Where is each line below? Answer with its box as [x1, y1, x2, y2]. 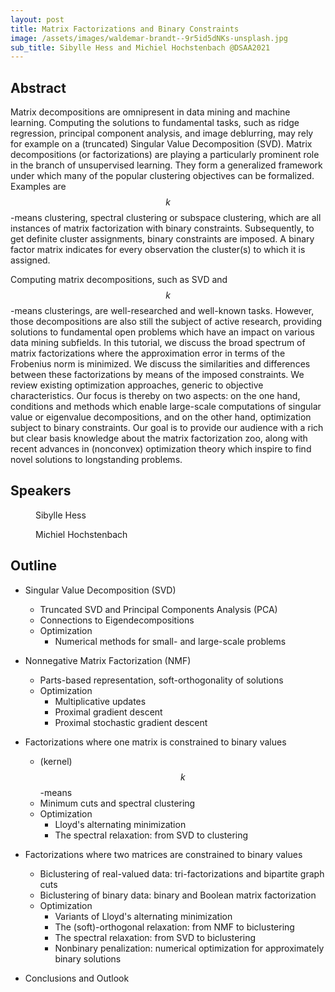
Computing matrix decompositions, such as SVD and [10, 274, 228, 286]
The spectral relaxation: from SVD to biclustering [54, 931, 257, 943]
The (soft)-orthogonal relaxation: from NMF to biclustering [54, 921, 295, 933]
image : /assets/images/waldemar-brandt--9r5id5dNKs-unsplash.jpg [10, 33, 288, 43]
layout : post [10, 14, 65, 25]
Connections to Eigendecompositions [39, 614, 195, 626]
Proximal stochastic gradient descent [54, 716, 208, 728]
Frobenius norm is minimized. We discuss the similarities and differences [10, 358, 311, 370]
